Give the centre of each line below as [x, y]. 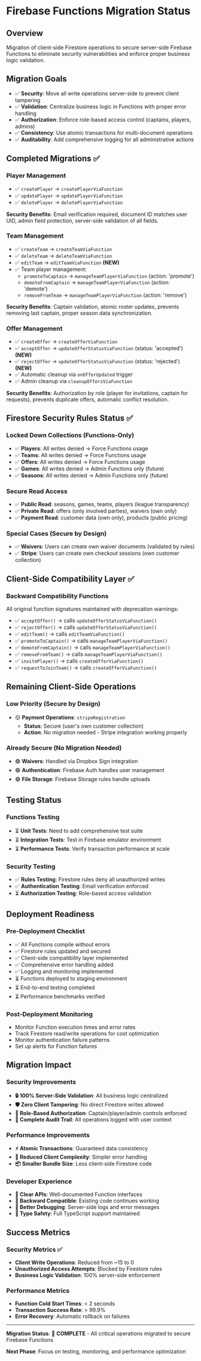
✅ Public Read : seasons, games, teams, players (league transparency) [102, 505]
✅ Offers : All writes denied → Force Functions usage [80, 461]
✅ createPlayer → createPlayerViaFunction [69, 189]
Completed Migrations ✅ [53, 159]
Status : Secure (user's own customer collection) [84, 726]
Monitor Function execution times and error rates [75, 1027]
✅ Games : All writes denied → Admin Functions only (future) [89, 469]
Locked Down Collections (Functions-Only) [70, 435]
